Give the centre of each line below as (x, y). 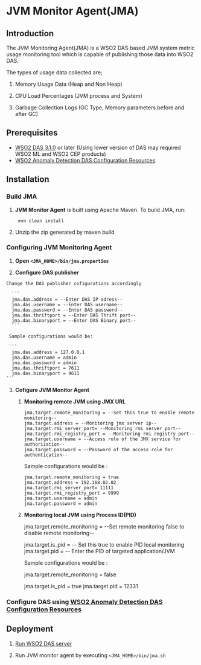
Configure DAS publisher (47, 272)
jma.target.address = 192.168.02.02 (70, 482)
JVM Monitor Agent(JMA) (72, 11)
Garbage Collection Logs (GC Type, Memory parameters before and (100, 108)
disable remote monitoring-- (59, 533)
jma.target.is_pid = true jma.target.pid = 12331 (81, 586)
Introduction (30, 34)
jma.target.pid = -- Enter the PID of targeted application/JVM (99, 551)
